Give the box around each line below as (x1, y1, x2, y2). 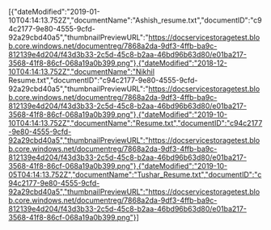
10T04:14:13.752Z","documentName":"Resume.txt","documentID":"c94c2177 (8, 119, 263, 128)
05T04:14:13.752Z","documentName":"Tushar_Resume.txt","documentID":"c (8, 169, 262, 179)
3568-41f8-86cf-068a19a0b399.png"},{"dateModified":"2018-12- (8, 58, 228, 68)
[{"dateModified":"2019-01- (8, 7, 100, 16)
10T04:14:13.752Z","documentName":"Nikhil (8, 67, 155, 76)
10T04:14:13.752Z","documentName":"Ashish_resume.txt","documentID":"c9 (8, 15, 262, 25)
